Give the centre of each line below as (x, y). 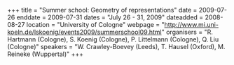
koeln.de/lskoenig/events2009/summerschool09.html (85, 32)
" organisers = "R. (187, 32)
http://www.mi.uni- (192, 25)
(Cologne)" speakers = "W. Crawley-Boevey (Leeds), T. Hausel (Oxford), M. (116, 47)
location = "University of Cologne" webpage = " (95, 25)
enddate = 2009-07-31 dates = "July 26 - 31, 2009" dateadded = (110, 17)
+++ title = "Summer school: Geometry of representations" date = (102, 10)
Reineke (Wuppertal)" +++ (46, 54)
